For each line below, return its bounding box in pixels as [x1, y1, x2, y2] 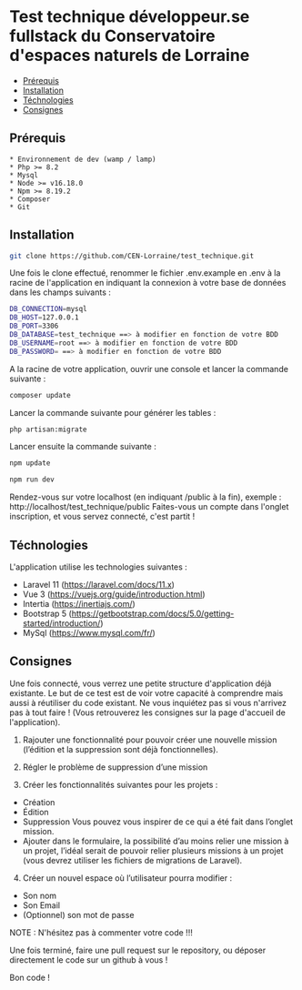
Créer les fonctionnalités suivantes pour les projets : [22, 779, 218, 790]
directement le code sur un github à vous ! [9, 954, 168, 965]
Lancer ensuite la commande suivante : [9, 441, 156, 452]
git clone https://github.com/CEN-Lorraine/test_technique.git [9, 251, 255, 260]
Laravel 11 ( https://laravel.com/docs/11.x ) [22, 580, 176, 590]
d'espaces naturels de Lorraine [9, 45, 250, 66]
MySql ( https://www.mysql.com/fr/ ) [22, 628, 156, 638]
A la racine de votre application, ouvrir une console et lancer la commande [9, 363, 289, 374]
